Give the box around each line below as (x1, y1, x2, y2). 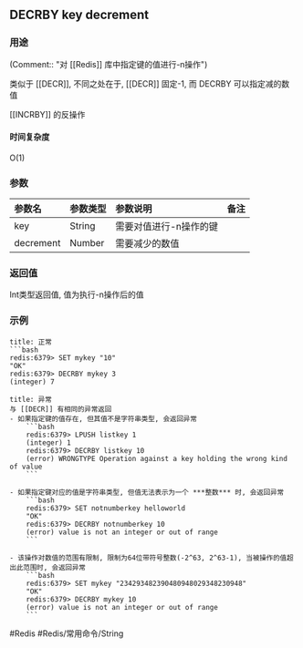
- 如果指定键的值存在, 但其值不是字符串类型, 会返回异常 (9, 414, 198, 423)
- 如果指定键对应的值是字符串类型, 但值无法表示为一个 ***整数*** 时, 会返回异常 (9, 488, 285, 497)
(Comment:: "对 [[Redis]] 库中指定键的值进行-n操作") (9, 58, 208, 69)
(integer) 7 (9, 377, 55, 386)
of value (9, 462, 43, 471)
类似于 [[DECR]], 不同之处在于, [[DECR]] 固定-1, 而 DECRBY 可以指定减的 (9, 77, 282, 89)
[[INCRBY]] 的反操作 (9, 108, 86, 119)
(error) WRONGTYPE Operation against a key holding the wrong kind (26, 454, 287, 463)
